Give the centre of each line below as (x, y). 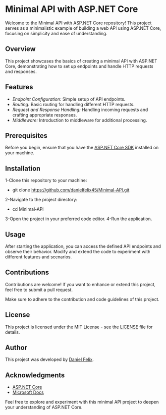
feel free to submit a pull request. (39, 290)
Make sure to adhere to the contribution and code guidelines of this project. (82, 299)
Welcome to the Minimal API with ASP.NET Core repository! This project (79, 23)
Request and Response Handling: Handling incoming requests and (80, 110)
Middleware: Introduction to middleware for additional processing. (80, 120)
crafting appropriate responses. (45, 115)
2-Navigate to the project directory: (41, 200)
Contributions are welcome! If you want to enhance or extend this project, (81, 284)
